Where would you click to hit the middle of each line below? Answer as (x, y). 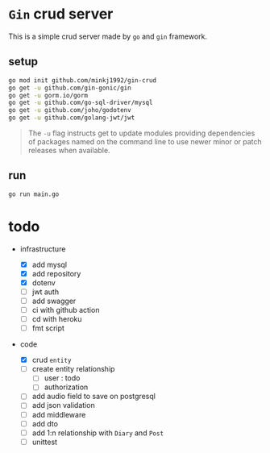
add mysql (49, 264)
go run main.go (34, 194)
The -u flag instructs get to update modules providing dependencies (141, 133)
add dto (45, 423)
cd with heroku (57, 319)
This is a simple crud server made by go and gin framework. (108, 36)
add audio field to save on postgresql (93, 397)
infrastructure (43, 249)
